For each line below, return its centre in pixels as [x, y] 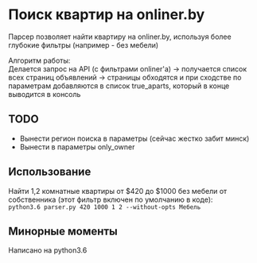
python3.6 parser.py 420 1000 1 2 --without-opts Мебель [105, 207]
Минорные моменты [63, 231]
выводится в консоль [45, 94]
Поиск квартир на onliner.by [107, 15]
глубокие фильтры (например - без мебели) [84, 44]
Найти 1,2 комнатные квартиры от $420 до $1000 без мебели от [118, 191]
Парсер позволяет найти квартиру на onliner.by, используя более [120, 37]
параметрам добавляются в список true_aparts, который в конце [119, 86]
